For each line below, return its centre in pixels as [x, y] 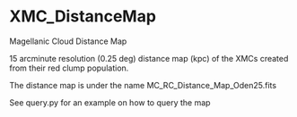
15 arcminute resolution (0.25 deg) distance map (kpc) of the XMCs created [149, 58]
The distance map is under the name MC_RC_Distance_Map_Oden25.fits [143, 85]
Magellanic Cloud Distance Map [68, 41]
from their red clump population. [69, 68]
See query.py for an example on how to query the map [110, 102]
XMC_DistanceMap [83, 17]
